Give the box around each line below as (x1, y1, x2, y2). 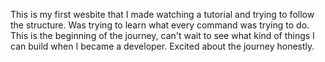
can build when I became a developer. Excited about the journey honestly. (10, 40, 315, 52)
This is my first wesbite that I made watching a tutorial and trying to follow (10, 9, 315, 20)
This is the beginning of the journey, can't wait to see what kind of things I (10, 30, 315, 41)
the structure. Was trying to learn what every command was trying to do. (10, 19, 310, 31)
